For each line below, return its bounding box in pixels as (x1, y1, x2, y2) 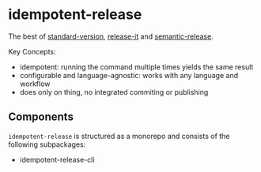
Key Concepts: (8, 47, 57, 56)
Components (8, 110, 74, 124)
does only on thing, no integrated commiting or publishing (19, 87, 209, 96)
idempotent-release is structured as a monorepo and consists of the (8, 131, 230, 140)
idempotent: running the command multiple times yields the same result (19, 62, 254, 72)
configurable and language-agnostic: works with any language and (19, 70, 239, 80)
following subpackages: (8, 140, 86, 149)
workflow (19, 79, 51, 88)
